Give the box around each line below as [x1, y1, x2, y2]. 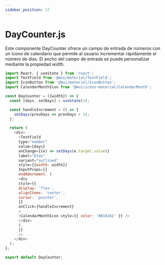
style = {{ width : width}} [18, 162, 68, 167]
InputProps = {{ [18, 167, 48, 172]
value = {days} [18, 144, 46, 149]
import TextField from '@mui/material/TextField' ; [5, 75, 112, 80]
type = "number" [18, 139, 48, 144]
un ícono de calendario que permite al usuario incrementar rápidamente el [5, 50, 157, 56]
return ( [9, 126, 28, 131]
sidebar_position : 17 [5, 7, 50, 12]
